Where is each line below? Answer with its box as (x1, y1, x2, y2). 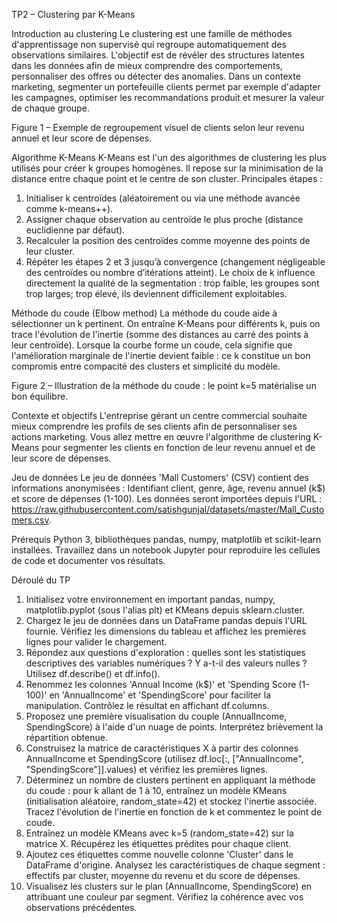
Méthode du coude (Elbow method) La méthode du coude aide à (11, 307, 278, 319)
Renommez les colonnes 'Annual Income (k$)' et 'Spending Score (25, 679, 297, 690)
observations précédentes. (25, 902, 138, 913)
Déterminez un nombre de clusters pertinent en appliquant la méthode (25, 774, 316, 786)
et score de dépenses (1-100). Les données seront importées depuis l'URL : (11, 493, 323, 504)
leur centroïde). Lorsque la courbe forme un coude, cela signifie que (11, 339, 293, 351)
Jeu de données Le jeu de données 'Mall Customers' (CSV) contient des (11, 472, 309, 483)
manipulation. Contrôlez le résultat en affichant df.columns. (25, 700, 270, 711)
